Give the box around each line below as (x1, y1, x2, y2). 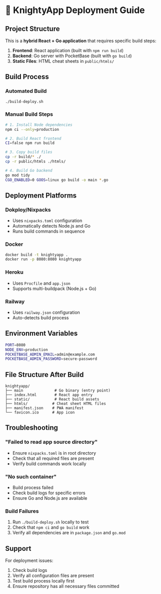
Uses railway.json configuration (12, 309, 80, 315)
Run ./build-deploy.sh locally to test (12, 519, 89, 525)
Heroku (5, 269, 23, 276)
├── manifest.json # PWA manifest (5, 406, 84, 411)
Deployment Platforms (5, 191, 77, 200)
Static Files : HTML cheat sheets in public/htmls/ (12, 58, 114, 64)
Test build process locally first (12, 578, 75, 584)
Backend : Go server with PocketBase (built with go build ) (12, 53, 132, 59)
